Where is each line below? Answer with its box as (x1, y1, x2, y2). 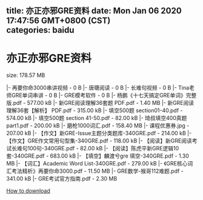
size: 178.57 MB (6, 72, 45, 79)
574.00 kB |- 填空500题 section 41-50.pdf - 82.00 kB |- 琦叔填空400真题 (6, 115, 187, 122)
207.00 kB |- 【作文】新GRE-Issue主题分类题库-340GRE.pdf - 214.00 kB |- (6, 130, 192, 137)
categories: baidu (6, 25, 75, 35)
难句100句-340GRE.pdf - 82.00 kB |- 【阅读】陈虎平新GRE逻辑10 (16, 145, 179, 152)
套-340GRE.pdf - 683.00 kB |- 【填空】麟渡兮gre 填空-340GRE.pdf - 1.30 (6, 152, 190, 159)
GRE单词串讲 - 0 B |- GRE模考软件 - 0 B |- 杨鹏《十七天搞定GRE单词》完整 (11, 92, 197, 99)
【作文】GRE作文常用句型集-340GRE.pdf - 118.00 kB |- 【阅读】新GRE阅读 (6, 137, 192, 144)
